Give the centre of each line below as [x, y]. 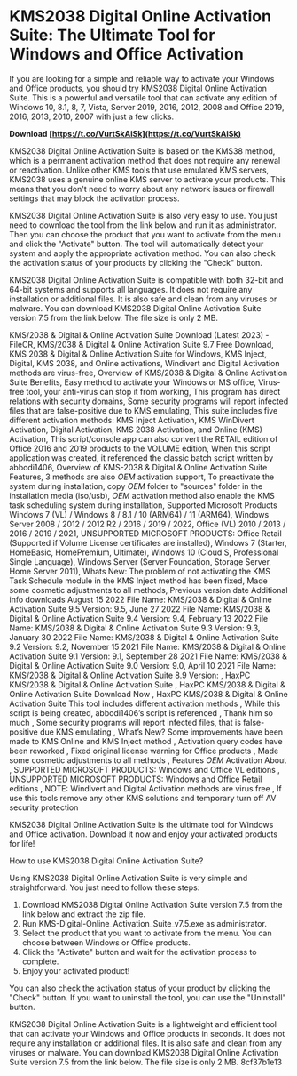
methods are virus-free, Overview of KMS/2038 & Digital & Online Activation [148, 373]
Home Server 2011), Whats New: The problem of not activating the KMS [140, 571]
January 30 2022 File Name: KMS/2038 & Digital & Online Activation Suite [144, 637]
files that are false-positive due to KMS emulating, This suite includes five [144, 410]
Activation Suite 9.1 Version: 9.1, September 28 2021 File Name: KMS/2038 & [148, 656]
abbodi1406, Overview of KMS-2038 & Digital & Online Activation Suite [138, 467]
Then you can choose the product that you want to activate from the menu [145, 234]
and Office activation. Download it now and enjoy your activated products [143, 834]
